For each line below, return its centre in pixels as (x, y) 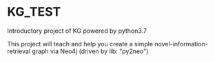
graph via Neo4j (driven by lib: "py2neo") (90, 51)
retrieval (19, 51)
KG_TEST (34, 12)
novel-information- (181, 44)
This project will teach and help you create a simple (80, 44)
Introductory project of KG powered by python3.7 (77, 31)
